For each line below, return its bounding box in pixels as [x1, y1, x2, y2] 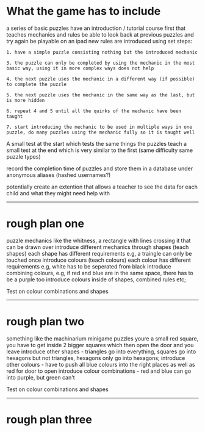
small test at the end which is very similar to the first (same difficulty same [6, 146, 193, 154]
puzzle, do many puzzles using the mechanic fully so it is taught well [6, 129, 195, 135]
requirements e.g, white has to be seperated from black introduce [6, 262, 171, 270]
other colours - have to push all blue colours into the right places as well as [6, 361, 195, 368]
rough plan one [6, 217, 84, 231]
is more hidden [6, 97, 45, 103]
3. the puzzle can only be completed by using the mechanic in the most [6, 60, 195, 66]
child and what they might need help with [6, 189, 110, 196]
